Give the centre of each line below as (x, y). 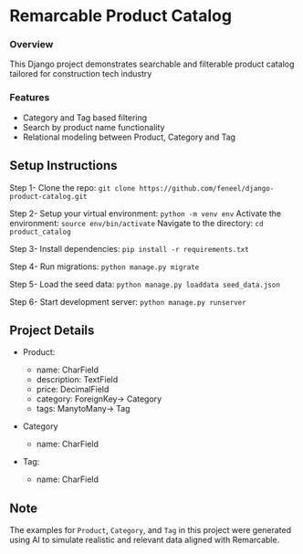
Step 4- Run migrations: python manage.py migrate (104, 267)
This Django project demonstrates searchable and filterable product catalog (152, 64)
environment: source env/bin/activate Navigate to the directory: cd (136, 223)
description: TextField (77, 380)
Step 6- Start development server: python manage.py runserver (128, 301)
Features (30, 98)
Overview (31, 45)
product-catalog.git (49, 196)
